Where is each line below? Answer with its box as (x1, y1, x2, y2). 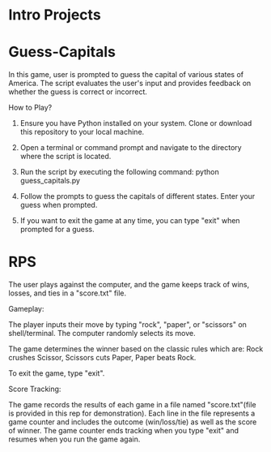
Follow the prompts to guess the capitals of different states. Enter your (19, 192, 256, 201)
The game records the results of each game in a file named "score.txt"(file (8, 400, 256, 410)
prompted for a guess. (19, 225, 95, 235)
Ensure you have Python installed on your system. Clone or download (19, 118, 252, 128)
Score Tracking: (8, 384, 61, 394)
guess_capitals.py (19, 176, 81, 186)
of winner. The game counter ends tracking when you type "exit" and (8, 426, 239, 436)
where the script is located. (19, 152, 112, 161)
